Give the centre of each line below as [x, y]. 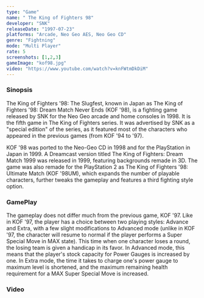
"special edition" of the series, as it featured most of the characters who [97, 129]
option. [15, 186]
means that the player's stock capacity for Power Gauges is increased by [98, 254]
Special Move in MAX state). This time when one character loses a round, [98, 241]
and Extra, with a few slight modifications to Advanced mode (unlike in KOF [101, 228]
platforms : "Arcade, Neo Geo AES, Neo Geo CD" [66, 35]
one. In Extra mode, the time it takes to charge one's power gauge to [92, 260]
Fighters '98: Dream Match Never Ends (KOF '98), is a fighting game [92, 110]
